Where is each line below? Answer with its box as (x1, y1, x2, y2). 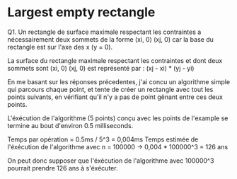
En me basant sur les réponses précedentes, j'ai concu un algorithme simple (7, 77, 231, 86)
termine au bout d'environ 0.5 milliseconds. (7, 121, 134, 129)
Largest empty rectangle (7, 4, 156, 21)
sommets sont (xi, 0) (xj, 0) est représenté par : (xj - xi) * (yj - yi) (7, 64, 195, 72)
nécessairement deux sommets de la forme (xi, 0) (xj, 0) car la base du (7, 35, 214, 43)
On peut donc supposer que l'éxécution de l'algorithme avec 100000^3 (7, 156, 214, 165)
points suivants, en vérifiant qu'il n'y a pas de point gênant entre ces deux (7, 93, 223, 101)
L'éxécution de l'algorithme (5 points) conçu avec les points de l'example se (7, 114, 229, 122)
